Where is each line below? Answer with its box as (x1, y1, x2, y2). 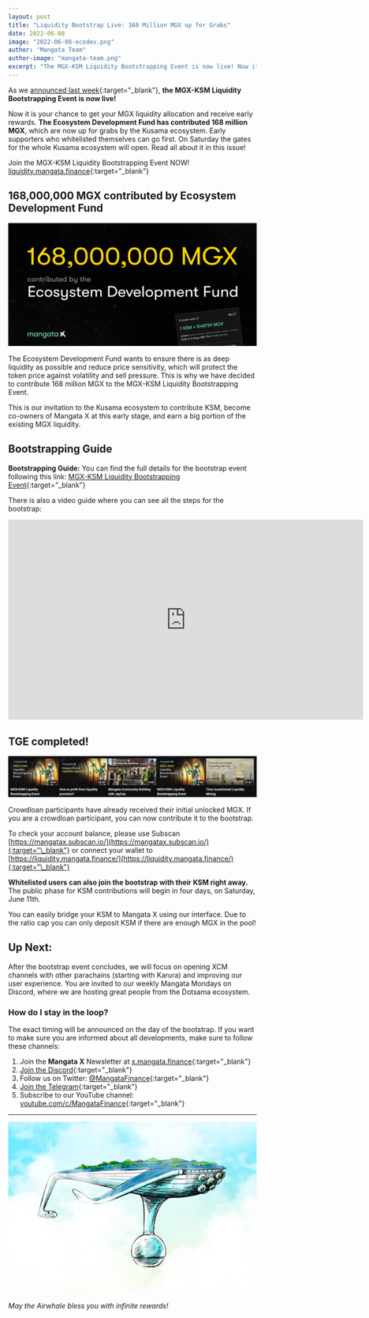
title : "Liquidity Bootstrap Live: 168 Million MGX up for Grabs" (8, 21, 231, 29)
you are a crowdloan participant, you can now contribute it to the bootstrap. (8, 813, 254, 823)
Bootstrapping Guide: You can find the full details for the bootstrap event (8, 463, 247, 473)
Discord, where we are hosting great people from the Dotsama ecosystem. (8, 987, 251, 997)
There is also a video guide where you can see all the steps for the (8, 495, 225, 505)
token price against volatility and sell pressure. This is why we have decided (8, 370, 255, 380)
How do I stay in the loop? (8, 1007, 109, 1018)
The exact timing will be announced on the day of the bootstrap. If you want (8, 1025, 255, 1034)
